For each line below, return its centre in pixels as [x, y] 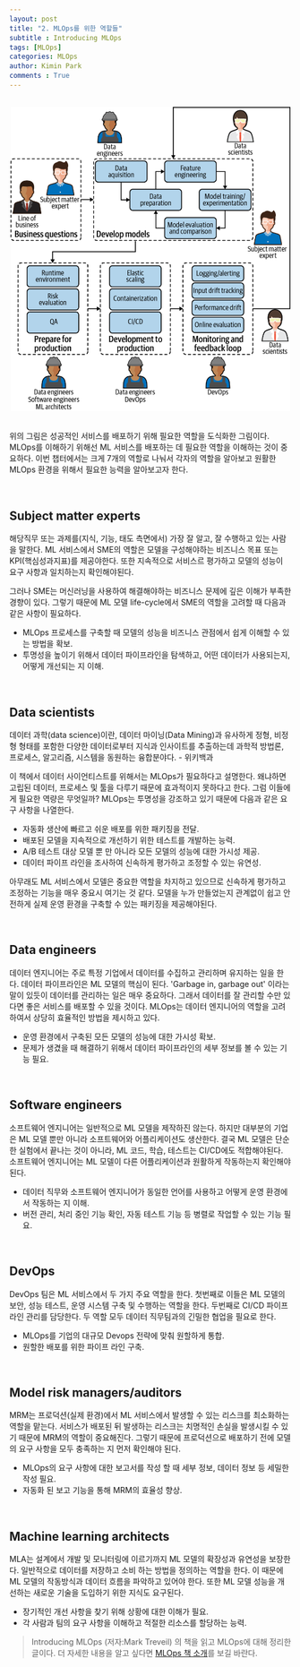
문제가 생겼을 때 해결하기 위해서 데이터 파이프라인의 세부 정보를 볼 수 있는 [150, 1047]
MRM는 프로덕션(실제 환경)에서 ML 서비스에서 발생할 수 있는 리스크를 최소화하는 [149, 1415]
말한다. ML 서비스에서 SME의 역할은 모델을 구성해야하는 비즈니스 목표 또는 [149, 550]
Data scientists [52, 712]
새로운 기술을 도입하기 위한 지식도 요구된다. [108, 1593]
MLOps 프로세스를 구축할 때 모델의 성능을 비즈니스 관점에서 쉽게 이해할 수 [151, 632]
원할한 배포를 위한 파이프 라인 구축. [83, 1346]
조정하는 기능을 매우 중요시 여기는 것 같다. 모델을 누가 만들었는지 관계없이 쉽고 [146, 893]
